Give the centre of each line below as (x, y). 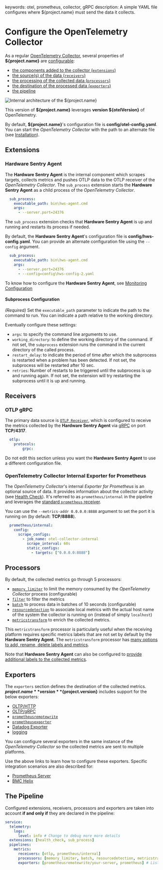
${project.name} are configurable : (40, 61)
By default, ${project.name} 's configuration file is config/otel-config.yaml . (81, 124)
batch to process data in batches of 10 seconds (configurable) (74, 604)
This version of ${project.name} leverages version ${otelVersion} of (75, 109)
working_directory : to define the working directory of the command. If (82, 339)
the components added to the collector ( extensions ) (64, 70)
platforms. (15, 752)
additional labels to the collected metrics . (46, 659)
